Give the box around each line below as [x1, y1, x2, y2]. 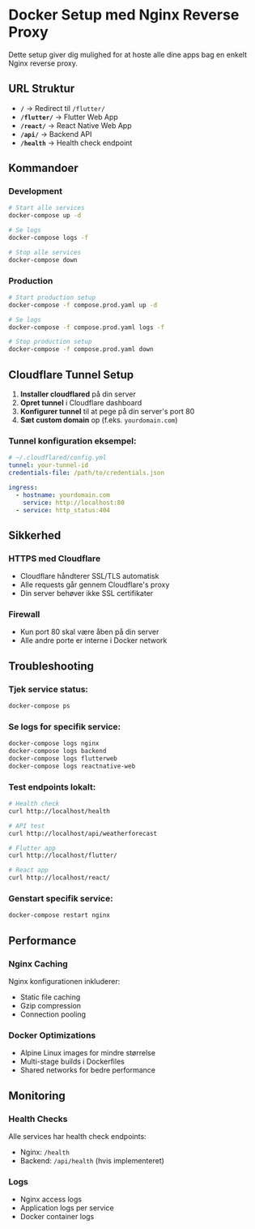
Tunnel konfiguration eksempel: [8, 435, 137, 447]
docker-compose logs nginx [8, 739, 100, 747]
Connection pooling [19, 1009, 87, 1019]
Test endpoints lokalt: [8, 781, 96, 792]
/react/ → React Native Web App [19, 120, 132, 131]
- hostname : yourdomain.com [15, 490, 111, 499]
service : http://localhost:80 [23, 499, 125, 507]
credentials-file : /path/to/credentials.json [8, 469, 164, 477]
